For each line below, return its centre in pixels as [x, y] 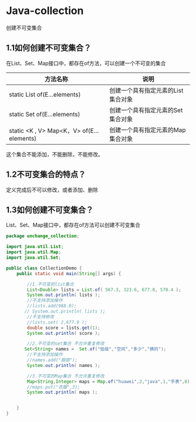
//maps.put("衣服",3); [54, 387]
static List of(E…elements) [45, 94]
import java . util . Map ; [34, 252]
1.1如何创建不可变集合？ [49, 48]
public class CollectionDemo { [44, 268]
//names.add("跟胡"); [52, 360]
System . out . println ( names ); [64, 365]
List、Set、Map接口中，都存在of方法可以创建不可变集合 [73, 225]
